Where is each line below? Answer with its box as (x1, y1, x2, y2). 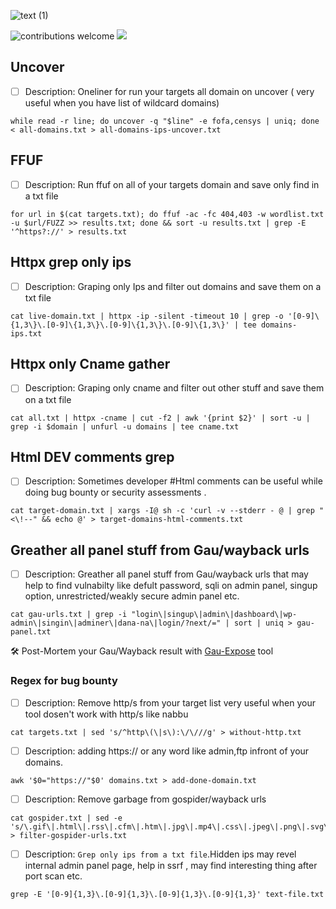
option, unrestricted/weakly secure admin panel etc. (24, 590, 240, 602)
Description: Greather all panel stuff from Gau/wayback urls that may (24, 568, 309, 580)
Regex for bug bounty (10, 674, 118, 688)
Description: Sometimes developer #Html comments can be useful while (24, 475, 323, 487)
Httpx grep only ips (10, 254, 132, 271)
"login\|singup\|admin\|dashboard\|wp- (131, 610, 298, 620)
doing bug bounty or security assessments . (24, 486, 207, 499)
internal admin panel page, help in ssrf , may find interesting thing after (24, 859, 318, 871)
